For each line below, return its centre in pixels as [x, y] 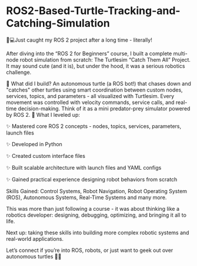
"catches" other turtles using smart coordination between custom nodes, [95, 90]
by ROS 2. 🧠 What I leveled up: [43, 115]
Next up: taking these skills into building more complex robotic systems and [98, 233]
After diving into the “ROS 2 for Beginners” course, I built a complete [89, 53]
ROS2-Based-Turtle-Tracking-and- [93, 11]
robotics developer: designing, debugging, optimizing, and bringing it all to [96, 215]
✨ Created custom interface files [46, 156]
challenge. [19, 72]
